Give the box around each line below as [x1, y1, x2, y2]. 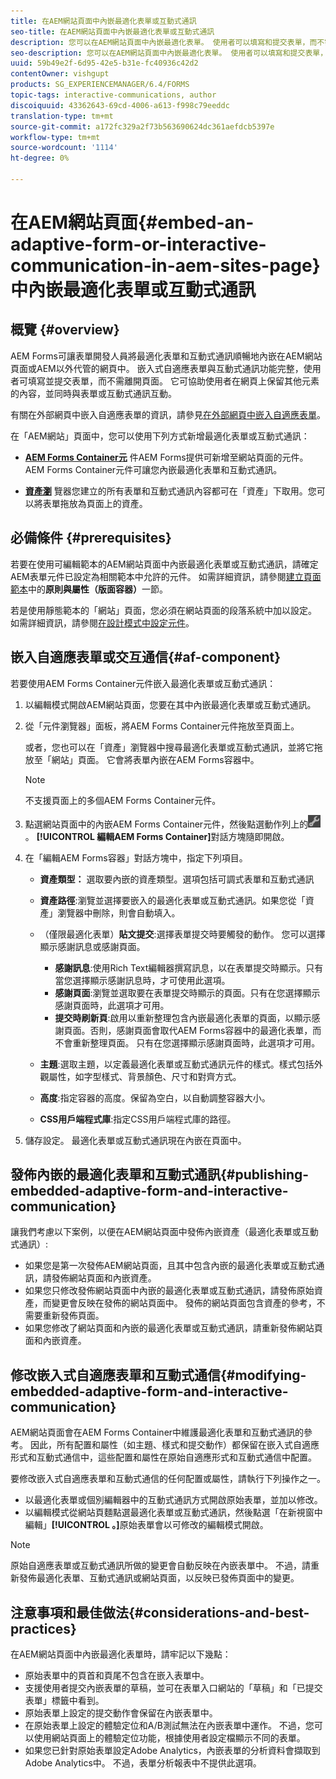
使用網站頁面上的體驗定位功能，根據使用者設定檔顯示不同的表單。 [33, 1731, 306, 1744]
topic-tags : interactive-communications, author [10, 90, 217, 100]
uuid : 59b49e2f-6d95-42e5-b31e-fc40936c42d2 [10, 58, 199, 69]
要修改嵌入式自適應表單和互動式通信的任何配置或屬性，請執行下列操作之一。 [10, 1473, 326, 1485]
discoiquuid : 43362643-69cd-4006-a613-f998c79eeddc [10, 100, 230, 110]
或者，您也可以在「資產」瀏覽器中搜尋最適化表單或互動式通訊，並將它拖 [24, 741, 323, 753]
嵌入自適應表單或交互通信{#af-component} [10, 649, 282, 666]
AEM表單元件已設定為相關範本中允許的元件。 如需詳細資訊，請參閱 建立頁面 [10, 570, 322, 582]
